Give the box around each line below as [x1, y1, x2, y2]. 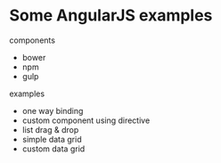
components [9, 35, 56, 45]
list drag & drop [21, 124, 79, 134]
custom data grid [21, 143, 86, 154]
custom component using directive [21, 115, 151, 126]
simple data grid [21, 134, 82, 144]
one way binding [21, 105, 84, 116]
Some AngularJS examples [9, 5, 213, 26]
